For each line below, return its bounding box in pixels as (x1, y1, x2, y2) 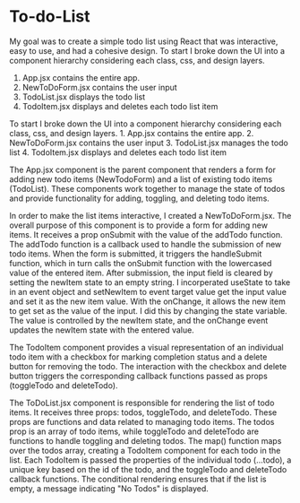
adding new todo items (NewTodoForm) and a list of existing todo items (9, 173, 273, 185)
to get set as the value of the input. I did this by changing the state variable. (9, 305, 288, 316)
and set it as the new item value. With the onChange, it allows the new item (9, 296, 287, 307)
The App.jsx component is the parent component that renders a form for (9, 164, 276, 175)
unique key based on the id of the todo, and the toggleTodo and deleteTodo (9, 464, 287, 474)
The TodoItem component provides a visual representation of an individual (9, 342, 284, 352)
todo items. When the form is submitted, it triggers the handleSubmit (9, 248, 262, 259)
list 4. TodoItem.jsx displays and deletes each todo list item (9, 146, 227, 158)
